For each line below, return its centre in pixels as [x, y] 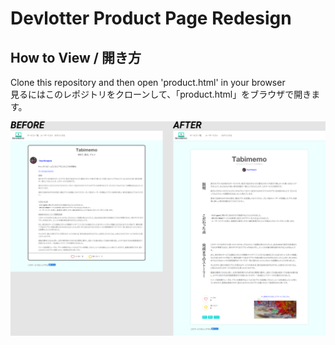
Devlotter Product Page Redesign [151, 18]
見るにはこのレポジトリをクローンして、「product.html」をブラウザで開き [161, 94]
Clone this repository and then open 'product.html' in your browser [148, 82]
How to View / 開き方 [76, 57]
